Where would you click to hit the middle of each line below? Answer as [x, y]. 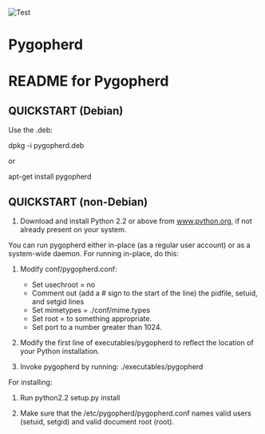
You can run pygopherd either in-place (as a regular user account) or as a [129, 245]
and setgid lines [58, 301]
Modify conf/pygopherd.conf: [68, 269]
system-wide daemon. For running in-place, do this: [94, 253]
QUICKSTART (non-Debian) [78, 201]
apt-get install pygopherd [50, 177]
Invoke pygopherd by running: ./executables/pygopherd [111, 367]
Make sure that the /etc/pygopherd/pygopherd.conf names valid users [135, 413]
